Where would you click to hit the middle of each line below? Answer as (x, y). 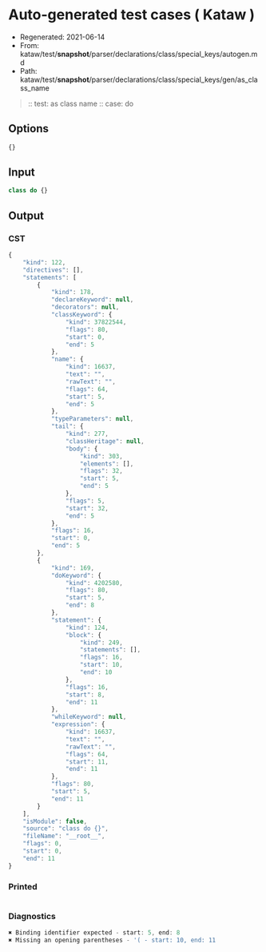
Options (29, 129)
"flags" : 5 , (85, 501)
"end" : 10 (96, 672)
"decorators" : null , (85, 307)
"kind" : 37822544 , (96, 322)
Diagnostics (32, 916)
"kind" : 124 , (87, 627)
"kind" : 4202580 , (94, 583)
